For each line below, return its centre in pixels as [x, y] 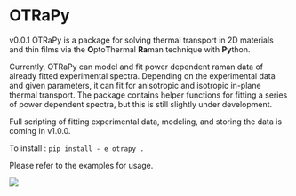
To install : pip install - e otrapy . [77, 148]
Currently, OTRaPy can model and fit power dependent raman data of [136, 67]
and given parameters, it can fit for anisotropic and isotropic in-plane [135, 85]
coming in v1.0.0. [40, 130]
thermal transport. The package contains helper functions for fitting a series [148, 95]
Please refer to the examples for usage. [81, 165]
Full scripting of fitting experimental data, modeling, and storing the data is [146, 122]
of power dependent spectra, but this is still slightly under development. [141, 104]
